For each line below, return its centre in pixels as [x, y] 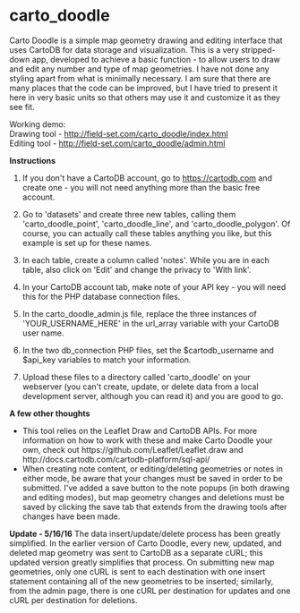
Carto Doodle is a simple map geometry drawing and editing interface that [146, 40]
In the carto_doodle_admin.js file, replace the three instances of [139, 313]
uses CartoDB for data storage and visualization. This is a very [124, 49]
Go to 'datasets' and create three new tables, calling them [129, 214]
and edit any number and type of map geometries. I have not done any [140, 69]
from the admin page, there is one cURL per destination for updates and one [150, 591]
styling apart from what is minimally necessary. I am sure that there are [140, 78]
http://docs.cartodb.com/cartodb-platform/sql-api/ [116, 459]
